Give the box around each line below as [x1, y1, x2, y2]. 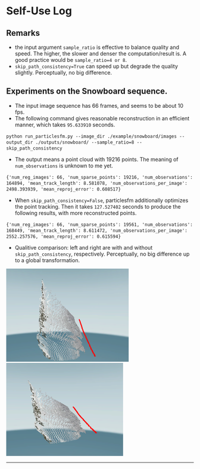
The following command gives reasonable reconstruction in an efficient [14, 114, 190, 122]
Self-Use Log [6, 4, 73, 18]
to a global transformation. [14, 256, 80, 263]
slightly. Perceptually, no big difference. [14, 69, 112, 76]
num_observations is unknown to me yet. [14, 162, 113, 169]
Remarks [6, 28, 40, 38]
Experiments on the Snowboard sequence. [6, 86, 168, 97]
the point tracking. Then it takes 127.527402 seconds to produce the [14, 203, 181, 210]
